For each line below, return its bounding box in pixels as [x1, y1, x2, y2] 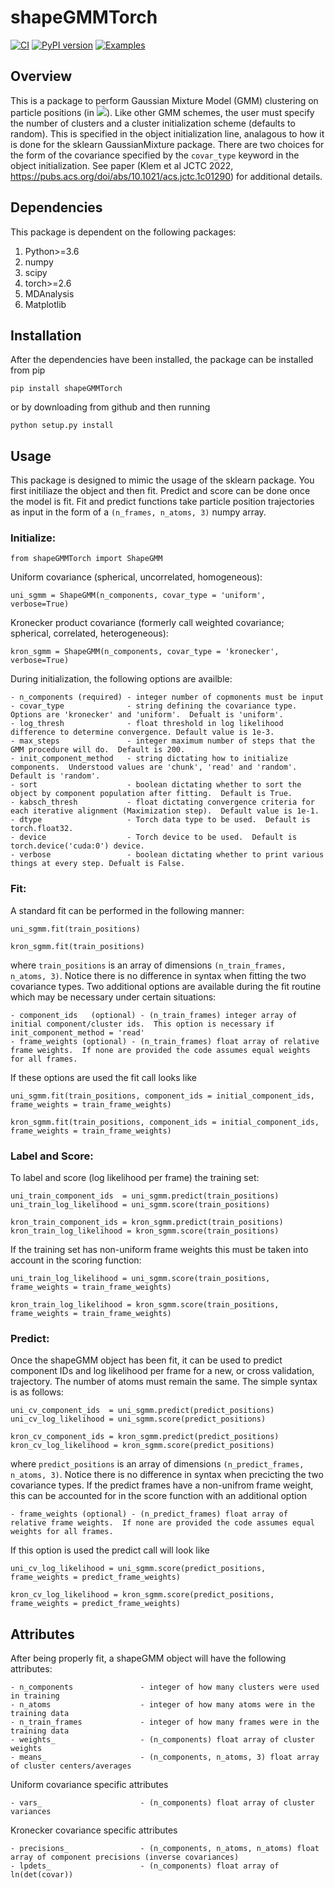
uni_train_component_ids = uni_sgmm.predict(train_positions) [10, 1191, 280, 1201]
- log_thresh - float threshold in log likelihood [10, 719, 284, 729]
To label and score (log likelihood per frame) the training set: [10, 1172, 260, 1184]
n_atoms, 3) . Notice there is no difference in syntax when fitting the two [10, 969, 307, 981]
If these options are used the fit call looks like [10, 1071, 197, 1083]
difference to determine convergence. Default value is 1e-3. [10, 727, 275, 738]
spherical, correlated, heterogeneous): [10, 627, 169, 640]
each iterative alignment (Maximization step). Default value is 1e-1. [10, 806, 320, 816]
